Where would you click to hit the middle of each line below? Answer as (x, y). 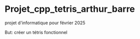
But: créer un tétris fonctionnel (36, 32)
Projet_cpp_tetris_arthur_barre (70, 9)
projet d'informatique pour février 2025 (45, 23)
